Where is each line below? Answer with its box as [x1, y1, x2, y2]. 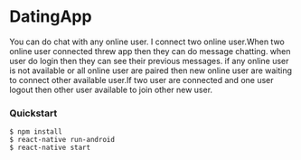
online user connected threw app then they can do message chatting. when [9, 45, 291, 56]
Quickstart [9, 107, 58, 119]
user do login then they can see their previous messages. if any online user [9, 55, 289, 66]
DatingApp [9, 6, 92, 27]
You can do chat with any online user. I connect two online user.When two [9, 36, 285, 47]
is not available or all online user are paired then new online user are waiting [9, 65, 292, 76]
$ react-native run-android [9, 136, 116, 145]
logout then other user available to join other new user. [9, 84, 213, 95]
